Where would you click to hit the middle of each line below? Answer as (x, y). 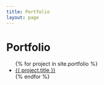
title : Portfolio (28, 12)
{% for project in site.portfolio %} (56, 64)
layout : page (23, 17)
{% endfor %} (32, 77)
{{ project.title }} (35, 71)
